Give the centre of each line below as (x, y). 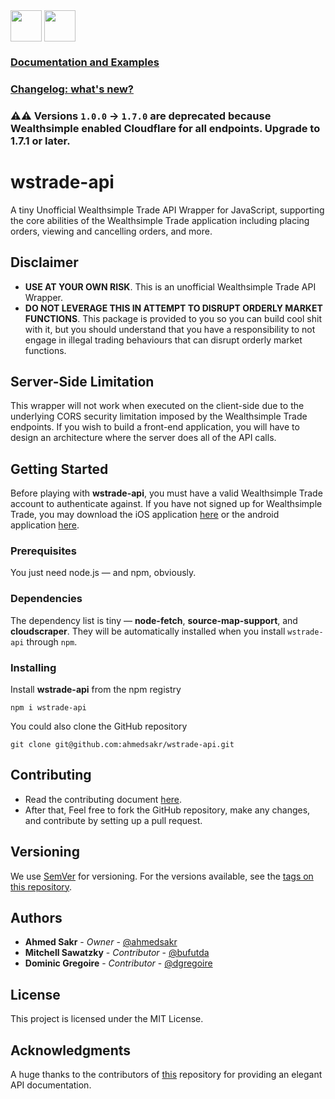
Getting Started (59, 469)
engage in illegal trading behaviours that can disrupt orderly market (163, 340)
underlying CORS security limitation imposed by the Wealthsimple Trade (159, 416)
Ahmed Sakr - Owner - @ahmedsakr (101, 942)
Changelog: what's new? (72, 89)
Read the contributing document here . (103, 799)
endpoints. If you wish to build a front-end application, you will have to (155, 427)
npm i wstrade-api (48, 708)
